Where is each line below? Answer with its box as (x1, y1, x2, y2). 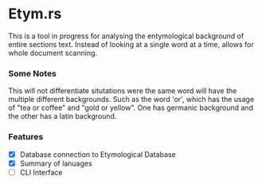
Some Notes (8, 68, 57, 79)
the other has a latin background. (8, 112, 117, 121)
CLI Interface (19, 167, 63, 177)
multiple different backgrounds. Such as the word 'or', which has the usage (8, 95, 255, 104)
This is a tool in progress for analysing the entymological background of (8, 31, 244, 41)
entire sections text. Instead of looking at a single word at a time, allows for (8, 39, 254, 49)
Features (8, 131, 44, 143)
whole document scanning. (8, 48, 98, 57)
